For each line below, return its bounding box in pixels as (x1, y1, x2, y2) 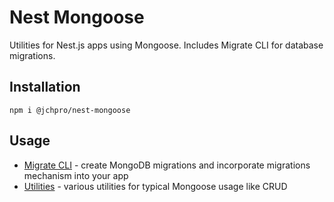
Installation (9, 79, 81, 96)
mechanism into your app (23, 169, 129, 181)
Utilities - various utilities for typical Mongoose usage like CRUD (23, 180, 288, 192)
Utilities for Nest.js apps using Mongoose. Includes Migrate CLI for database (9, 39, 324, 51)
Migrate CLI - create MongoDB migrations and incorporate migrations (23, 159, 311, 171)
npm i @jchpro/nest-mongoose (9, 105, 131, 115)
